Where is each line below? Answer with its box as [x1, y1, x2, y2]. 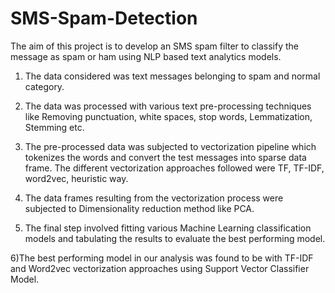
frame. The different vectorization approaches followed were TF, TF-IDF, [24, 162, 325, 174]
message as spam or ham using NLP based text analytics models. [10, 50, 282, 62]
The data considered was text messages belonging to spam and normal [24, 70, 321, 82]
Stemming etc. [24, 121, 85, 133]
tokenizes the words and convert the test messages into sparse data [24, 151, 307, 163]
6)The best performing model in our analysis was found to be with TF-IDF [10, 252, 314, 264]
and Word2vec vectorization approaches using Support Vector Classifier [10, 262, 310, 274]
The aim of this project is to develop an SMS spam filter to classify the [10, 40, 300, 52]
